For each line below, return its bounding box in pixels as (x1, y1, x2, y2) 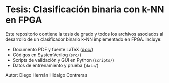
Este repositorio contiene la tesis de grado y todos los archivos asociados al (5, 31, 164, 37)
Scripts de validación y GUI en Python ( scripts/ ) (12, 57, 115, 63)
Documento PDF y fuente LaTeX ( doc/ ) (12, 46, 94, 52)
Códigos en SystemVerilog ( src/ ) (12, 52, 82, 58)
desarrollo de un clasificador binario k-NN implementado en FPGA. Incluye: (5, 36, 162, 43)
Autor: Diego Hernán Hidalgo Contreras (5, 72, 88, 78)
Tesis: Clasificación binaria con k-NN (5, 4, 164, 15)
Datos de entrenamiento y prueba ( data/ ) (12, 62, 99, 68)
